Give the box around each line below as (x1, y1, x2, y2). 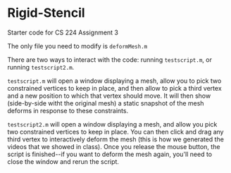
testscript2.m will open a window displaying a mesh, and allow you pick (7, 120, 218, 128)
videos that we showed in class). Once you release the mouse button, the (7, 142, 220, 150)
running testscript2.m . (7, 63, 75, 71)
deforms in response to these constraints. (7, 106, 129, 115)
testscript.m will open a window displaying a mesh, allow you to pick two (7, 76, 222, 85)
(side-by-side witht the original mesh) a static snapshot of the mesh (7, 98, 204, 107)
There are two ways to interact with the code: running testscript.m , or (7, 55, 213, 64)
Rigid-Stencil (7, 5, 86, 21)
